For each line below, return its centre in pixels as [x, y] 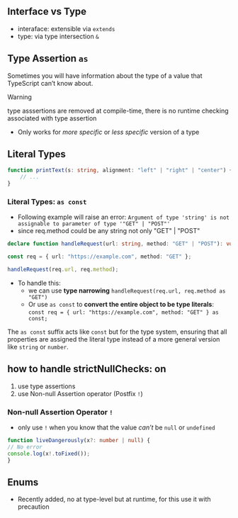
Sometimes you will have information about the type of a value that [105, 75]
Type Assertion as [48, 58]
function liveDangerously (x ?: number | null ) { [79, 441]
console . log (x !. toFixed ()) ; [49, 454]
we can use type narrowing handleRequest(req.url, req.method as [127, 291]
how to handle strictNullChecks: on [87, 369]
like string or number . [38, 347]
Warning [19, 97]
